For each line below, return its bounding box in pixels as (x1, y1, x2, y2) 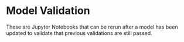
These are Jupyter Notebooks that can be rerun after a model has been (6, 23, 178, 30)
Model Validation (6, 4, 90, 17)
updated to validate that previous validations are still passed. (6, 29, 152, 36)
